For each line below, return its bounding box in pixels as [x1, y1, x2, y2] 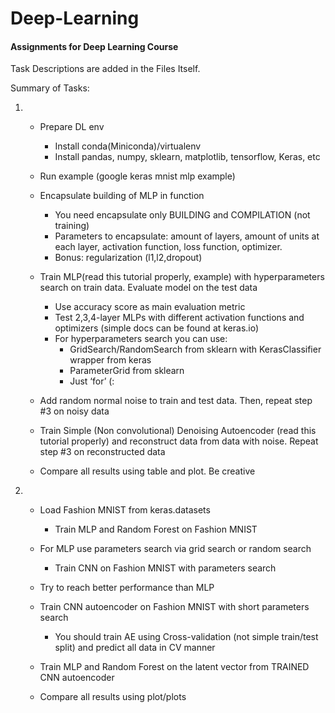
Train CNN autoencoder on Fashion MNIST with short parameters [39, 601, 310, 613]
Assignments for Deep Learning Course [10, 40, 179, 52]
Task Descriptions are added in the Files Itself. [10, 63, 201, 75]
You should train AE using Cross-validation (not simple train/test [54, 631, 319, 643]
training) [54, 220, 90, 232]
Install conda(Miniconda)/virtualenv [54, 140, 202, 152]
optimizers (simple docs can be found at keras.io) [54, 322, 260, 334]
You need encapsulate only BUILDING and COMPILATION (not [54, 209, 311, 221]
